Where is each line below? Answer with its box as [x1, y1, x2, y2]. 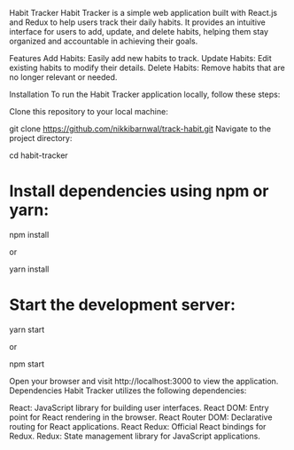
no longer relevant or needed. [9, 72, 118, 83]
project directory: [9, 133, 73, 143]
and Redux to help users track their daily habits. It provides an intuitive [9, 17, 266, 28]
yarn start [9, 324, 45, 335]
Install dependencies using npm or [9, 181, 269, 201]
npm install [9, 229, 50, 240]
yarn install [9, 264, 50, 274]
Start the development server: [9, 295, 236, 315]
